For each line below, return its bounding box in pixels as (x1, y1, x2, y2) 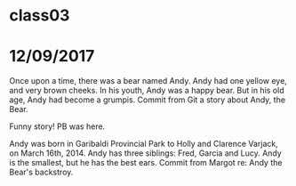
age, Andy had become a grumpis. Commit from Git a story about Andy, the (9, 94, 286, 105)
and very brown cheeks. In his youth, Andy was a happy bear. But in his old (9, 85, 284, 96)
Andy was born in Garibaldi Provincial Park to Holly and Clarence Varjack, (9, 139, 278, 150)
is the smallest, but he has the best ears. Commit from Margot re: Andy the (9, 158, 283, 168)
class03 (9, 5, 70, 26)
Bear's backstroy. (9, 166, 74, 178)
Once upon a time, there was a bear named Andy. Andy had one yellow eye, (9, 76, 287, 86)
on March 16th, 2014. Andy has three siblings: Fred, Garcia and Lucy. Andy (9, 148, 282, 158)
